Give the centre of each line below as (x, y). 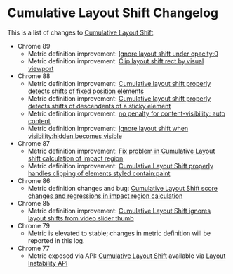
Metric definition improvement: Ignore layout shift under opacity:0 (123, 54)
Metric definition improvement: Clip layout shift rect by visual (116, 61)
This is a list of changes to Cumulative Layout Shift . (81, 32)
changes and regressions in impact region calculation (105, 196)
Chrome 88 (34, 76)
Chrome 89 (34, 46)
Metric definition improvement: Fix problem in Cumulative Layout (121, 151)
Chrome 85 (34, 203)
